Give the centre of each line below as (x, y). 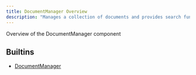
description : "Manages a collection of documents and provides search (94, 17)
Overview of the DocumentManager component (64, 33)
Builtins (20, 52)
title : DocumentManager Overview (47, 11)
